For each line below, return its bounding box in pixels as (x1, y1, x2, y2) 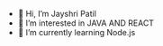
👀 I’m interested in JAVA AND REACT (17, 18, 155, 28)
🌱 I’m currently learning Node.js (17, 27, 136, 37)
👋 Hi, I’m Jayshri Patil (17, 9, 97, 19)
